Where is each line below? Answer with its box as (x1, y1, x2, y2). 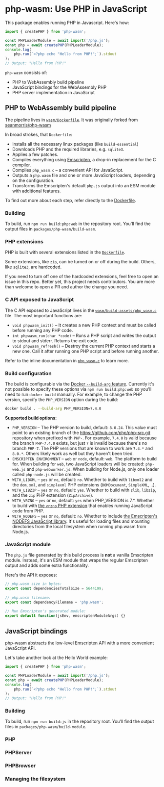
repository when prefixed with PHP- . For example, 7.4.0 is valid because (12, 435, 157, 441)
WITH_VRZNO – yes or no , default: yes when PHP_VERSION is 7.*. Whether (12, 497, 155, 503)
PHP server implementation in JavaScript (12, 90, 95, 96)
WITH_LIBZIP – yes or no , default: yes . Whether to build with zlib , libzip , (12, 487, 156, 493)
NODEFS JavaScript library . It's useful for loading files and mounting (12, 518, 150, 524)
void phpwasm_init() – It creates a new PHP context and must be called (12, 322, 156, 328)
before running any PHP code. (12, 327, 73, 333)
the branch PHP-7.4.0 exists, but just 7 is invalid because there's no (12, 440, 147, 446)
